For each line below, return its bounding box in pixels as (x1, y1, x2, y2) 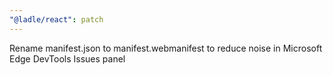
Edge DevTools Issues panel (9, 52, 126, 65)
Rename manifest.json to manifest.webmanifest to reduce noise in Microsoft (9, 42, 323, 54)
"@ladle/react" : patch (9, 14, 104, 25)
